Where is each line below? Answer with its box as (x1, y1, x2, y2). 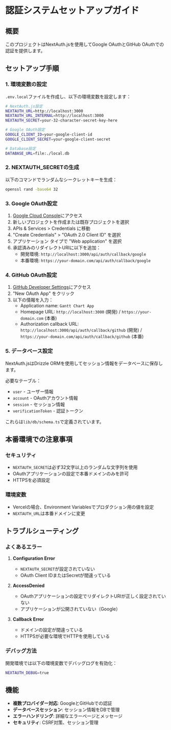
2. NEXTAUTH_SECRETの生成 (5, 164, 79, 171)
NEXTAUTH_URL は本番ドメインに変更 (12, 510, 85, 516)
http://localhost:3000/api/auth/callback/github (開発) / (20, 327, 142, 333)
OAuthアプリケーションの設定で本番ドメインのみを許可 (12, 470, 129, 477)
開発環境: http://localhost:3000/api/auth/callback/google (20, 251, 146, 257)
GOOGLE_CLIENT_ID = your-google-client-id (5, 132, 93, 137)
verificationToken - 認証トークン (12, 407, 83, 413)
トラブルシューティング (5, 527, 79, 535)
